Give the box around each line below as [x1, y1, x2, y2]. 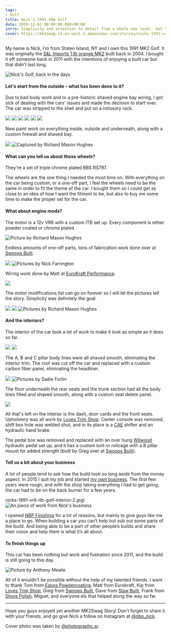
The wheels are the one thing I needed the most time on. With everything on [5, 175, 165, 181]
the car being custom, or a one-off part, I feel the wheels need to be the [5, 180, 156, 186]
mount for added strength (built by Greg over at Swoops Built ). [5, 448, 136, 454]
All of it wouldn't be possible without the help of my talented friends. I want [5, 577, 163, 583]
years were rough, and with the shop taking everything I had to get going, [5, 482, 159, 488]
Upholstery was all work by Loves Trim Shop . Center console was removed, [5, 416, 164, 422]
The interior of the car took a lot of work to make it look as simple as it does [5, 329, 164, 335]
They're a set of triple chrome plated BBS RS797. [5, 164, 107, 171]
